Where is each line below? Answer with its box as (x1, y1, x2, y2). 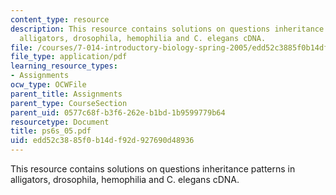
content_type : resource (10, 14, 110, 25)
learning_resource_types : (10, 61, 118, 71)
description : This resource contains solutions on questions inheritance (10, 24, 325, 34)
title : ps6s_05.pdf (10, 126, 92, 136)
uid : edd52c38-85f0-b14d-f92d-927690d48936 (10, 136, 195, 146)
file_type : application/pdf (10, 52, 128, 62)
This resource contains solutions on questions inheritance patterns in (10, 163, 296, 175)
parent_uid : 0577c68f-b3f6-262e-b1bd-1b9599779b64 (10, 107, 226, 118)
